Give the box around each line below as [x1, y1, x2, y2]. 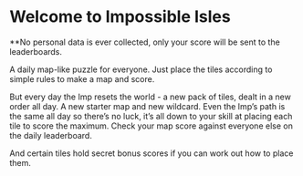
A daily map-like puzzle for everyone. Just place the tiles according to [9, 64, 273, 75]
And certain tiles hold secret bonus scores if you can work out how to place [9, 148, 294, 159]
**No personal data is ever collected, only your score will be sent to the [9, 36, 280, 47]
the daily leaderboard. [9, 129, 93, 140]
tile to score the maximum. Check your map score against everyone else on [9, 120, 294, 131]
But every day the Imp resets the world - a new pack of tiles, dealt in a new [9, 91, 292, 102]
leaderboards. [9, 46, 62, 57]
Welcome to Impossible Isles [9, 6, 231, 27]
